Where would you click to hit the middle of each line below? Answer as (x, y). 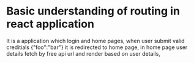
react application (50, 24)
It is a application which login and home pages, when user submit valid (95, 41)
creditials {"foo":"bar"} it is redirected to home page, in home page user (97, 47)
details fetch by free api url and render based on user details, (84, 53)
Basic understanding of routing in (93, 11)
